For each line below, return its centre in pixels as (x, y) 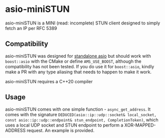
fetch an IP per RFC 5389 (31, 28)
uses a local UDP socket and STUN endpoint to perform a (64, 125)
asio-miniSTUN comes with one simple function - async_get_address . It (78, 109)
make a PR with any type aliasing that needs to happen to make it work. (79, 72)
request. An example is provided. (61, 130)
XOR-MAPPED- (140, 125)
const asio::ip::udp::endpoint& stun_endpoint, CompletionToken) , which (82, 120)
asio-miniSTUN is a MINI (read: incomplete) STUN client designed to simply (83, 23)
